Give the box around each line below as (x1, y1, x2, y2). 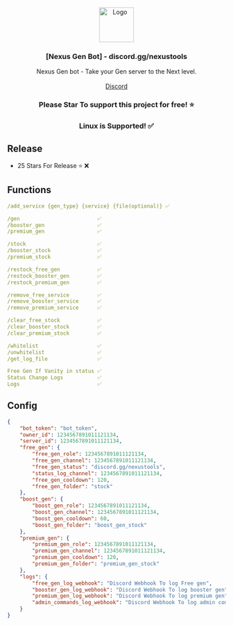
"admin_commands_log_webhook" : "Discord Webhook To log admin (32, 599, 216, 606)
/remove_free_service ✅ (7, 292, 102, 299)
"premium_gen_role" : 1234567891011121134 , (32, 541, 157, 548)
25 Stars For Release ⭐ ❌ (17, 161, 89, 169)
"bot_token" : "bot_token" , (19, 424, 98, 432)
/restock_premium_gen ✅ (7, 278, 102, 286)
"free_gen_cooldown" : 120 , (32, 476, 110, 483)
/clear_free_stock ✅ (7, 317, 102, 324)
